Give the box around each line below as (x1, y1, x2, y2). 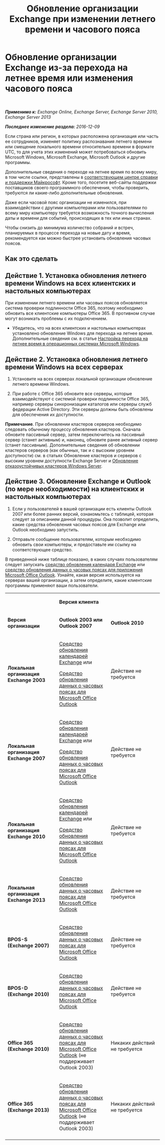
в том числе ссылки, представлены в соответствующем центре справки (5, 174, 158, 180)
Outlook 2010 (110, 619, 144, 626)
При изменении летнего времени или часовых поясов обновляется (5, 300, 147, 306)
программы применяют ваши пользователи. (5, 582, 99, 588)
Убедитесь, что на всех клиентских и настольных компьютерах (12, 325, 146, 331)
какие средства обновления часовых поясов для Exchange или (12, 521, 146, 527)
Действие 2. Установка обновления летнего (5, 355, 148, 364)
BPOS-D (7, 984, 28, 991)
